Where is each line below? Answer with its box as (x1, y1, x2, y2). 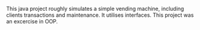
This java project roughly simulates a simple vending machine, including (6, 5, 184, 12)
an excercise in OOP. (6, 18, 58, 25)
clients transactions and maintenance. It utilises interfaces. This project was (6, 11, 194, 19)
